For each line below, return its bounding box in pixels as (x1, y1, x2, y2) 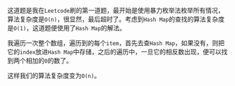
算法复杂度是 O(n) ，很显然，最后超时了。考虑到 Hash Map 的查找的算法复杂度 (7, 15, 224, 23)
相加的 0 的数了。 (25, 56, 73, 65)
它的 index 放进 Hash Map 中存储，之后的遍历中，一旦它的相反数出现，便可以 (7, 48, 222, 56)
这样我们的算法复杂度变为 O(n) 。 (7, 71, 101, 80)
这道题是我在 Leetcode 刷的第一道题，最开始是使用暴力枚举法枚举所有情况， (7, 6, 224, 14)
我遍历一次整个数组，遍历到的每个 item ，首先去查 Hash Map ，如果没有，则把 (7, 39, 224, 47)
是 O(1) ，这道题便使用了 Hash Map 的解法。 (7, 24, 126, 32)
